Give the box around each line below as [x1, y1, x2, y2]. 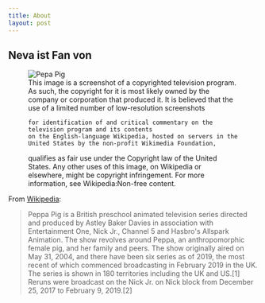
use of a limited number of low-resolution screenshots [28, 103, 205, 113]
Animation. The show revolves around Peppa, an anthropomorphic [27, 235, 245, 245]
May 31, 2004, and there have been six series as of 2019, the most [27, 252, 245, 262]
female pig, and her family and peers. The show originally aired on [27, 243, 244, 253]
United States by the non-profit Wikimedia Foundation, [28, 140, 217, 148]
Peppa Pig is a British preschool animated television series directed [27, 210, 248, 219]
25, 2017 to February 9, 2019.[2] [27, 286, 132, 295]
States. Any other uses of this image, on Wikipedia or [28, 162, 202, 172]
